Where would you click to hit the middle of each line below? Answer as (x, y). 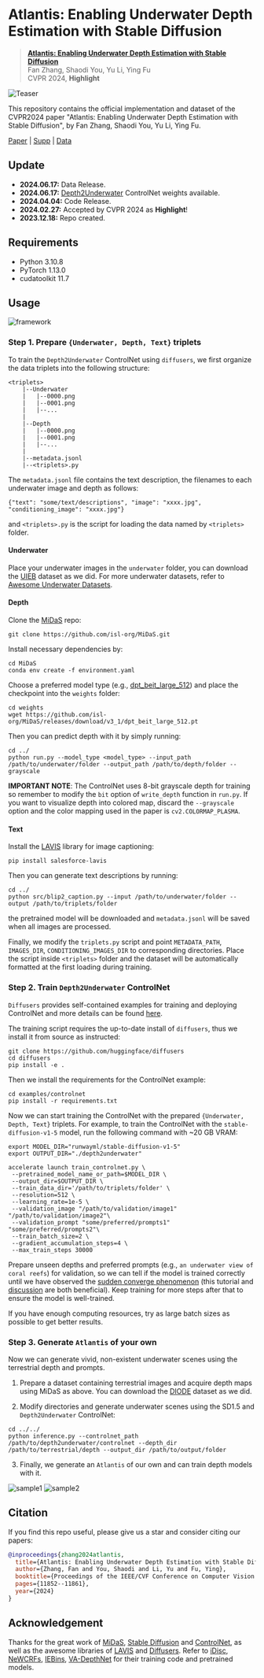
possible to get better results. (56, 1321)
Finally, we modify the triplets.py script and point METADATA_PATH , (115, 942)
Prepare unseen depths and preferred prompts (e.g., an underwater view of (131, 1265)
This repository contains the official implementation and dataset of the (122, 109)
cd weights (26, 708)
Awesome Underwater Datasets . (60, 584)
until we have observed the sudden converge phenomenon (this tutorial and (131, 1281)
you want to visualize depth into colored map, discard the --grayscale (121, 803)
